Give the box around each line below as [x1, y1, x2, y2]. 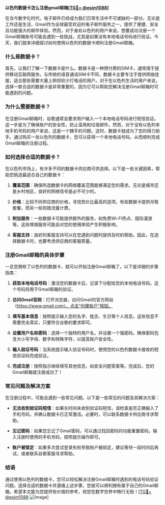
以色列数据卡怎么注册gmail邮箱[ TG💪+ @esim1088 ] [5, 5, 109, 10]
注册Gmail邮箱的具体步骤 [5, 252, 65, 258]
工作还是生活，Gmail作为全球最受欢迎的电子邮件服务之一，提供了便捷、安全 [5, 22, 159, 27]
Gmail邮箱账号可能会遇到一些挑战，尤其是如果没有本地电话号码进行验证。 [5, 34, 155, 39]
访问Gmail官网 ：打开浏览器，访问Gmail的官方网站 [12, 297, 114, 303]
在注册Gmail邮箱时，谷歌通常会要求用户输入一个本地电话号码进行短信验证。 [5, 115, 159, 121]
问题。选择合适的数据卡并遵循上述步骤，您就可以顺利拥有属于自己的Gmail [5, 482, 155, 488]
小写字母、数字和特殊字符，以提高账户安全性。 [21, 336, 116, 342]
